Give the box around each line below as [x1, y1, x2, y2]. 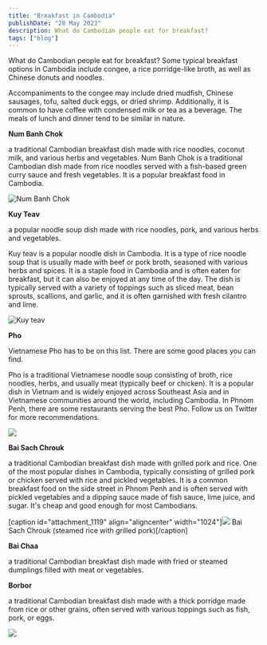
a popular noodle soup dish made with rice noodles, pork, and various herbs [8, 225, 259, 235]
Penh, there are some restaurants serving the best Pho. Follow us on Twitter [8, 404, 257, 414]
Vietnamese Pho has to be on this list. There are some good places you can [8, 346, 257, 356]
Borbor [8, 580, 32, 591]
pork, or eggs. [8, 613, 55, 623]
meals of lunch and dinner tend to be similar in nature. [8, 113, 186, 124]
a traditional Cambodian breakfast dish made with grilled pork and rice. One [8, 458, 257, 468]
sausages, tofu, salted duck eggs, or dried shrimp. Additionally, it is [8, 97, 230, 106]
